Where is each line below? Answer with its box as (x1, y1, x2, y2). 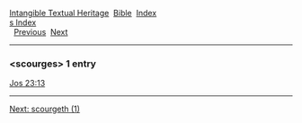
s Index (9, 17, 37, 28)
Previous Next (13, 27, 68, 37)
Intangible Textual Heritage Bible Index (9, 8, 157, 18)
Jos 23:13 (9, 78, 46, 89)
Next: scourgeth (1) (9, 103, 81, 115)
